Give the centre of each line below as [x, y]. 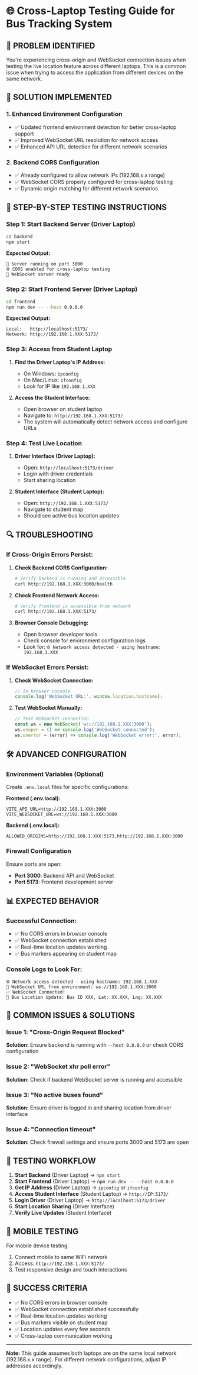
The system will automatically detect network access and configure [105, 422]
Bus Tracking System [59, 24]
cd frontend [21, 302]
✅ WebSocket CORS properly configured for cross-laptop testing [94, 182]
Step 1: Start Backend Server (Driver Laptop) [71, 224]
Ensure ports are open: [34, 864]
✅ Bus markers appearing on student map [65, 954]
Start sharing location [49, 480]
